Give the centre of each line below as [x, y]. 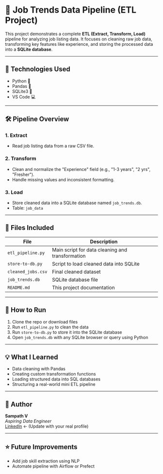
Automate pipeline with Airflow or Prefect [53, 466]
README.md [19, 287]
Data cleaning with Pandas [39, 369]
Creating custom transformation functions [54, 374]
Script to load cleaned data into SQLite [96, 264]
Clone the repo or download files [45, 322]
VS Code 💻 [24, 96]
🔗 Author [19, 404]
